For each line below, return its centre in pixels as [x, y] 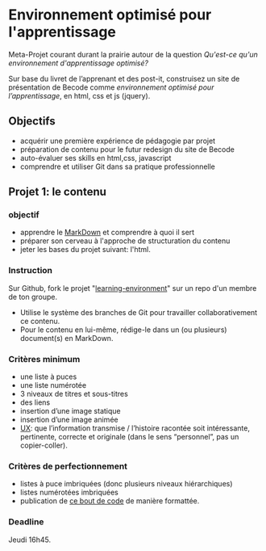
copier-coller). [44, 445]
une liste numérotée [53, 385]
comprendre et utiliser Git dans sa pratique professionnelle [118, 166]
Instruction [31, 271]
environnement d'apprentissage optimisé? [79, 63]
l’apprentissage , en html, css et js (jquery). [79, 95]
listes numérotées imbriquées [69, 492]
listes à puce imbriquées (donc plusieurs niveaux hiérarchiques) [126, 484]
